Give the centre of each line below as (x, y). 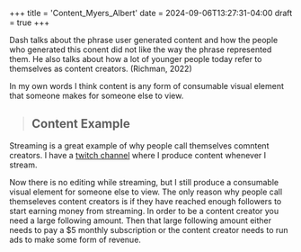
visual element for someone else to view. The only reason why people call (146, 192)
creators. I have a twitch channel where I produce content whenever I (138, 155)
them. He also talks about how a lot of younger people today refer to (136, 59)
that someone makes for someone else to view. (97, 95)
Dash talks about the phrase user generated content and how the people (144, 40)
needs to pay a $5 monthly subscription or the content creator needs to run (149, 229)
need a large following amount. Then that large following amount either (141, 220)
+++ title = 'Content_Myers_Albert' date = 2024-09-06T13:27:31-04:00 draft (151, 13)
